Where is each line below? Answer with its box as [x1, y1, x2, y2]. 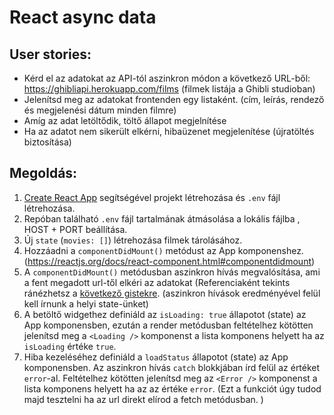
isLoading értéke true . [23, 340, 117, 352]
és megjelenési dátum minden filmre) [23, 104, 177, 116]
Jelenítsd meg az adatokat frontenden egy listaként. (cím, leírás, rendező [23, 94, 325, 105]
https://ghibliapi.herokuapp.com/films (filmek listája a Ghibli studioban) [23, 83, 316, 95]
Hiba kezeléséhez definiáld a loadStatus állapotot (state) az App [23, 351, 289, 363]
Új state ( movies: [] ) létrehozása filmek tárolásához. [23, 234, 243, 246]
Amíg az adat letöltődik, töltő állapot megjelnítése [23, 115, 227, 126]
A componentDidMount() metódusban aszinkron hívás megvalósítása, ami [23, 266, 321, 278]
